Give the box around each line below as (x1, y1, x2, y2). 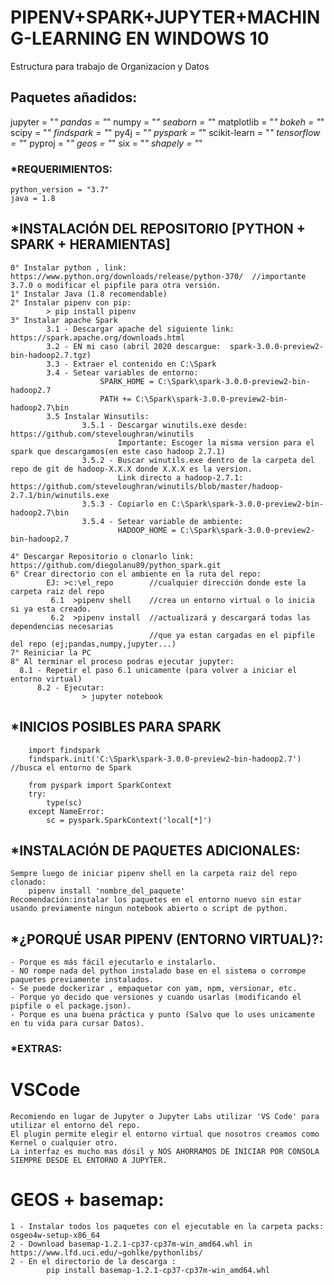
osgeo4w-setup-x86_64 (10, 1231, 101, 1241)
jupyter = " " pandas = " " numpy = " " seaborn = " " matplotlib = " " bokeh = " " (10, 116, 325, 128)
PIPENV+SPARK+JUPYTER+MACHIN (10, 6, 321, 29)
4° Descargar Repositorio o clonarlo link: (10, 551, 195, 561)
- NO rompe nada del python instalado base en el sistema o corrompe (10, 966, 307, 976)
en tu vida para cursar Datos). (10, 1019, 145, 1029)
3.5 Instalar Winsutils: (46, 411, 150, 421)
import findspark (28, 745, 101, 755)
